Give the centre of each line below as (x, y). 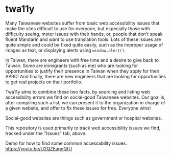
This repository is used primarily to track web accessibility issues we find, (83, 128)
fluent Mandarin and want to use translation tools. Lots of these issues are (83, 39)
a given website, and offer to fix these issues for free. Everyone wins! (78, 108)
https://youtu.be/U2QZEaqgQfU (39, 148)
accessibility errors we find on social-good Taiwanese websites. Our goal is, (86, 97)
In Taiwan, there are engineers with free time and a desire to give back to (82, 60)
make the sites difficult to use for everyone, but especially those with (78, 28)
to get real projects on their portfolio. (44, 82)
